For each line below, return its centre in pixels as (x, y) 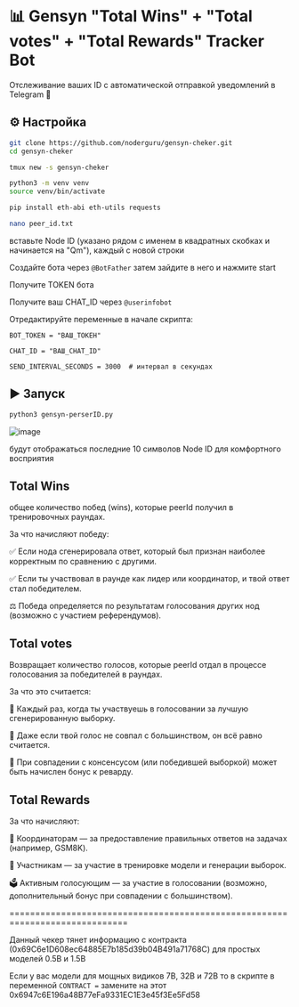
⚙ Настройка (48, 122)
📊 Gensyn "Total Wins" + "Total (131, 16)
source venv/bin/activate (57, 191)
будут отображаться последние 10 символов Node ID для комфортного (145, 449)
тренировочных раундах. (57, 517)
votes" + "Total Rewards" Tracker (137, 41)
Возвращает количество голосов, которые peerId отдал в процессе (138, 665)
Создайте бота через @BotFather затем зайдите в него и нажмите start (142, 267)
